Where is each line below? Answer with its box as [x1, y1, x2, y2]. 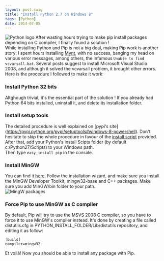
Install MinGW [5, 162, 40, 168]
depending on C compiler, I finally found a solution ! [5, 40, 109, 46]
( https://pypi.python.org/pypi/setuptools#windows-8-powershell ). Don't [5, 129, 151, 134]
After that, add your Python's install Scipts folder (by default [5, 139, 127, 145]
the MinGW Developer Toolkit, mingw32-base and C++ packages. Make [5, 178, 151, 184]
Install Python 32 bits [5, 83, 57, 90]
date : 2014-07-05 [5, 21, 41, 26]
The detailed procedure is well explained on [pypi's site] [5, 123, 119, 129]
